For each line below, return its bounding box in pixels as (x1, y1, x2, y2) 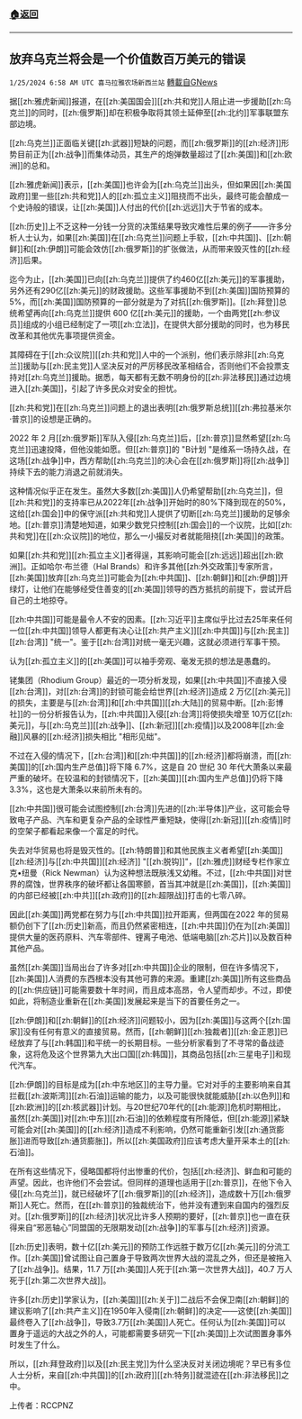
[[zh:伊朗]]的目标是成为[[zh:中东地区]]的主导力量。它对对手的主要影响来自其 (9, 1079, 291, 1090)
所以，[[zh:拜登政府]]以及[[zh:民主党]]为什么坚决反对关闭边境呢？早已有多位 (9, 1359, 291, 1369)
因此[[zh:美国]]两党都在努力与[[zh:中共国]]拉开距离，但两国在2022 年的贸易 (9, 909, 289, 920)
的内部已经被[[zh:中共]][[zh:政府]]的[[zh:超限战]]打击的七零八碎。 (9, 890, 252, 901)
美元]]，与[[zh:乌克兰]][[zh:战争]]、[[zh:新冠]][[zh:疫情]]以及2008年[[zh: (9, 720, 277, 731)
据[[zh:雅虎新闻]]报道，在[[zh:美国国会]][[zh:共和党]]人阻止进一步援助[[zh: (9, 96, 284, 107)
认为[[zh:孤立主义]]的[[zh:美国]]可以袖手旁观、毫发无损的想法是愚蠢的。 (9, 656, 276, 667)
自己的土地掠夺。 (9, 595, 73, 605)
